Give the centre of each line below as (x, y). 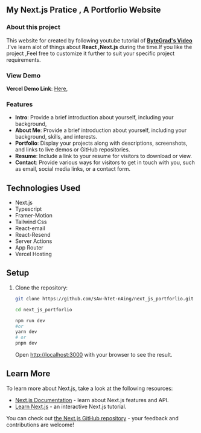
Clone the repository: (41, 288)
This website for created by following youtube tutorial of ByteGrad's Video (99, 40)
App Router (29, 248)
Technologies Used (43, 188)
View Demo (24, 75)
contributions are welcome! (40, 425)
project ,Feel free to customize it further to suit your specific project (91, 53)
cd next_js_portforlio (43, 309)
